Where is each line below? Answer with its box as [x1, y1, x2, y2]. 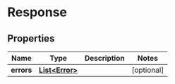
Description [84, 54, 125, 63]
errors [11, 65, 32, 75]
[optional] [131, 65, 164, 75]
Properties [7, 32, 55, 44]
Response [7, 4, 68, 20]
